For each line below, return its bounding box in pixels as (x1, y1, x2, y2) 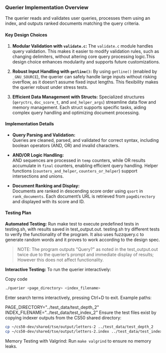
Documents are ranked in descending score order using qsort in (12, 188, 143, 194)
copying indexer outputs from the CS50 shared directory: (5, 314, 122, 321)
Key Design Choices (5, 32, 48, 38)
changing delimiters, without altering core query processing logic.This (12, 54, 155, 59)
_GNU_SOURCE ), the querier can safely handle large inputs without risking (12, 73, 157, 79)
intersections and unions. (12, 173, 64, 179)
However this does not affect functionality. (17, 257, 104, 263)
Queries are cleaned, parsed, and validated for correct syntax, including (12, 137, 159, 143)
